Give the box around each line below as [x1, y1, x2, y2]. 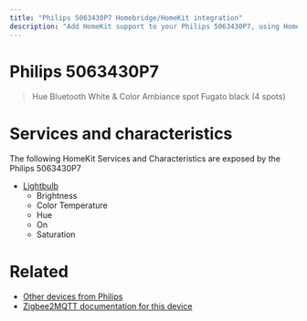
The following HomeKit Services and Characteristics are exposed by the [9, 153, 281, 164]
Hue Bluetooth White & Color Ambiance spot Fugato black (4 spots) [31, 91, 286, 102]
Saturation [36, 229, 76, 240]
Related [9, 261, 69, 282]
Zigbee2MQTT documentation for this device [22, 301, 193, 312]
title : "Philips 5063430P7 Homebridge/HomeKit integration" [9, 13, 244, 23]
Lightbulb [22, 181, 59, 192]
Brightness [36, 191, 78, 202]
